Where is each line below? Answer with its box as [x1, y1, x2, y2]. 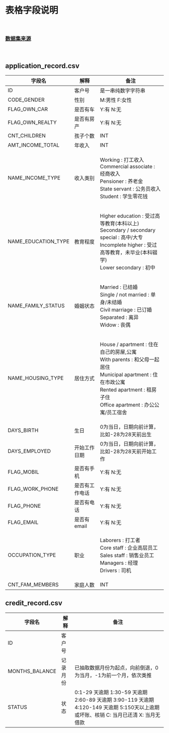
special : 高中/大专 [100, 234, 143, 241]
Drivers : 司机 [100, 567, 132, 574]
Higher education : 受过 [100, 213, 155, 220]
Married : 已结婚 [100, 284, 138, 291]
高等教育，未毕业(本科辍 [100, 249, 157, 256]
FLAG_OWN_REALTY [8, 119, 57, 126]
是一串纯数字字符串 [100, 87, 146, 94]
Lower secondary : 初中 [100, 264, 155, 271]
